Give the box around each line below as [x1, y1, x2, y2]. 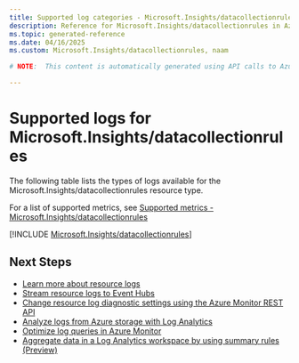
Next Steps [9, 254, 72, 270]
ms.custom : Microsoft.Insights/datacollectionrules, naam [9, 46, 229, 55]
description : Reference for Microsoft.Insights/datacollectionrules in [9, 21, 280, 30]
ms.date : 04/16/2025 [9, 37, 86, 47]
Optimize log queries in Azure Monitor [21, 326, 162, 336]
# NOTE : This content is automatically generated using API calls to [9, 62, 277, 71]
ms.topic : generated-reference [9, 29, 125, 38]
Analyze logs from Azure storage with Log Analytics [21, 316, 214, 327]
